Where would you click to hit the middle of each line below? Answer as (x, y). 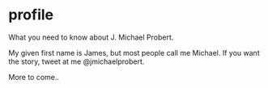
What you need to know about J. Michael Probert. (91, 37)
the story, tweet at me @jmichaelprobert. (77, 61)
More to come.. (34, 77)
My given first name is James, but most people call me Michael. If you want (134, 52)
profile (31, 15)
